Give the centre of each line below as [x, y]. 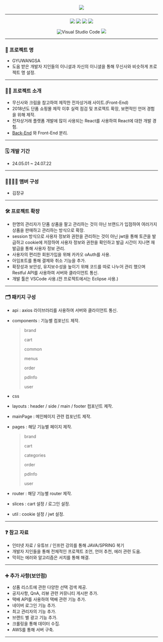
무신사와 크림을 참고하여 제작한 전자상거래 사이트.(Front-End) [70, 102]
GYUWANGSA [26, 61]
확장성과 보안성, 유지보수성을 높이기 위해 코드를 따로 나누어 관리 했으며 [79, 267]
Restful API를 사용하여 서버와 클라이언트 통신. [55, 273]
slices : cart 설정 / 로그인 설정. [41, 504]
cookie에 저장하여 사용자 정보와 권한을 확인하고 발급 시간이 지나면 [87, 243]
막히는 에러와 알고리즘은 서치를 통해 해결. [51, 558]
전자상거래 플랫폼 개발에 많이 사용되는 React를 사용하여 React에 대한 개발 [82, 120]
